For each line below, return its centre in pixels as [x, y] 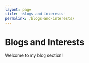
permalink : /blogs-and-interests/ [40, 18]
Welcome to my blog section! [34, 55]
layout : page [18, 9]
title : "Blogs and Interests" [36, 14]
